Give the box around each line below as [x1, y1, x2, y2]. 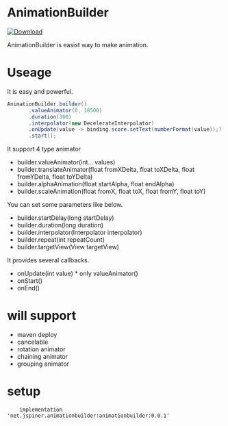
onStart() [16, 277, 43, 285]
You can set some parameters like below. [7, 201, 123, 209]
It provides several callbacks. [7, 256, 90, 264]
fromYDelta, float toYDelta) [16, 173, 93, 181]
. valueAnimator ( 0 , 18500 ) [28, 107, 103, 114]
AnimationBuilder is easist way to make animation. [7, 40, 149, 49]
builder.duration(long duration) [16, 221, 104, 229]
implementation [19, 406, 63, 413]
